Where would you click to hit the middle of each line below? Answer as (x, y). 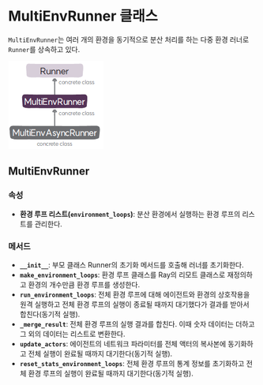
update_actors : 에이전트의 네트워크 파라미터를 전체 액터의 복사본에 (123, 343)
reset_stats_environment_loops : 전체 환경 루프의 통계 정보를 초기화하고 (132, 363)
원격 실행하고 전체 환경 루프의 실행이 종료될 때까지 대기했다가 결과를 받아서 (135, 304)
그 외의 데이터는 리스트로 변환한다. (72, 334)
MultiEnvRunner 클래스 (83, 16)
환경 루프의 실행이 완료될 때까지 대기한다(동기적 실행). (111, 373)
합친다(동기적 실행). (50, 314)
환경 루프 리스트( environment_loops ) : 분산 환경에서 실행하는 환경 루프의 (130, 214)
